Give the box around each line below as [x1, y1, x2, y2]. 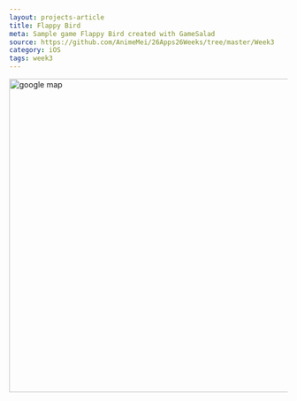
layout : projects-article [9, 12, 104, 22]
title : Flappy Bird [9, 21, 81, 30]
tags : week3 [9, 54, 53, 63]
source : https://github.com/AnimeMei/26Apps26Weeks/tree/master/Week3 [9, 37, 275, 47]
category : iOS [9, 46, 62, 55]
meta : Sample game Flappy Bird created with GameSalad [9, 29, 216, 38]
